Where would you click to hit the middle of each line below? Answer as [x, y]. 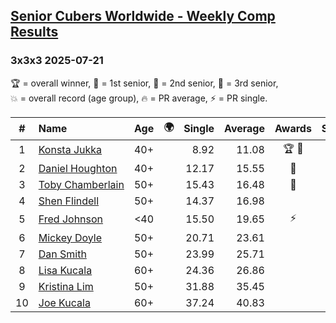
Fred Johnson [71, 219]
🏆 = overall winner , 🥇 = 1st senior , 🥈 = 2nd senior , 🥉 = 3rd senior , [144, 83]
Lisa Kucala [65, 270]
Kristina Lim [66, 286]
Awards [293, 129]
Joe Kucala [64, 302]
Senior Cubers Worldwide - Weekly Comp [143, 16]
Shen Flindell [69, 201]
